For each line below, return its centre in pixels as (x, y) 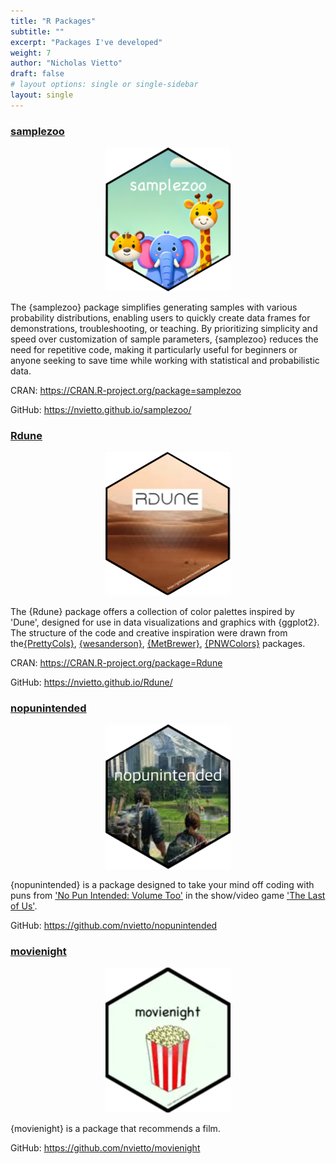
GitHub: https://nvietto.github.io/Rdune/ (91, 682)
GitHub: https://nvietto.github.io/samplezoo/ (101, 410)
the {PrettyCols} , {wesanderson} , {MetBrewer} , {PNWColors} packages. (158, 643)
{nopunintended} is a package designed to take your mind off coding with (162, 884)
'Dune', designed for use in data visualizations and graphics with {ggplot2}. (165, 622)
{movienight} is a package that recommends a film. (115, 1129)
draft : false (37, 74)
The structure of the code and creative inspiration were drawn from (149, 632)
